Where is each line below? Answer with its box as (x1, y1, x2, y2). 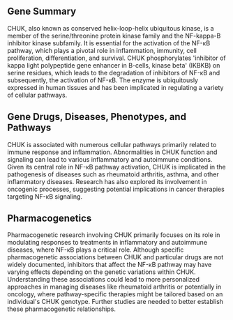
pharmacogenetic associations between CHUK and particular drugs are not (7, 253, 224, 261)
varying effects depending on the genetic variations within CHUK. (7, 268, 196, 276)
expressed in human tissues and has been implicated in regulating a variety (7, 83, 224, 91)
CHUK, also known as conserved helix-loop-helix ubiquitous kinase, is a (7, 24, 214, 32)
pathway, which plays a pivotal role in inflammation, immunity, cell (7, 46, 197, 54)
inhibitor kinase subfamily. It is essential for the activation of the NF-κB (7, 38, 211, 47)
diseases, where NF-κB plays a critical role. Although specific (7, 245, 184, 254)
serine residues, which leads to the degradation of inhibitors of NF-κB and (7, 68, 220, 77)
